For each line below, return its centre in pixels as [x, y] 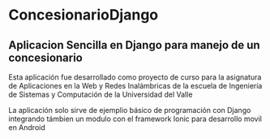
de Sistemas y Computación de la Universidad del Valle [101, 94]
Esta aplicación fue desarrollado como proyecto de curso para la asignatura [135, 77]
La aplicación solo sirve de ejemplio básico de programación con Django [130, 110]
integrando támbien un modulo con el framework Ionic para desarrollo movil [135, 119]
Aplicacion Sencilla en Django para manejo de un [135, 45]
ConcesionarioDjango [84, 15]
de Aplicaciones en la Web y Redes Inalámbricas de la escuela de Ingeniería [135, 86]
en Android [27, 127]
